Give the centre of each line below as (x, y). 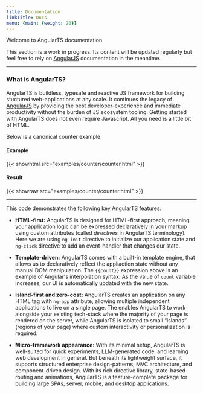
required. (26, 333)
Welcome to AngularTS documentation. (55, 40)
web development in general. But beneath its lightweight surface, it (98, 358)
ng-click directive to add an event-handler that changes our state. (98, 246)
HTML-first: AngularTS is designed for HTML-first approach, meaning (102, 220)
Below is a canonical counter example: (54, 136)
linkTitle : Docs (27, 18)
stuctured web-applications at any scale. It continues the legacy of (89, 99)
